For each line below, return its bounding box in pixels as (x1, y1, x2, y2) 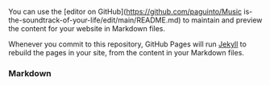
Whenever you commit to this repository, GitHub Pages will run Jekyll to (8, 39, 247, 49)
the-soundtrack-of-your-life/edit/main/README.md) (8, 15, 181, 25)
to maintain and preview (182, 15, 263, 25)
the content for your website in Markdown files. (8, 24, 166, 33)
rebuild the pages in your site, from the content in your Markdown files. (8, 48, 244, 57)
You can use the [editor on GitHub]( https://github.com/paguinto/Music (8, 7, 243, 16)
